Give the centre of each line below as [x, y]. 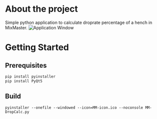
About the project [42, 9]
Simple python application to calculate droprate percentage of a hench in [79, 22]
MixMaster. [16, 27]
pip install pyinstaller [30, 77]
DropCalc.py [17, 112]
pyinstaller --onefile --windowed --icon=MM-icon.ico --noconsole [74, 108]
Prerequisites [26, 65]
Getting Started [37, 48]
